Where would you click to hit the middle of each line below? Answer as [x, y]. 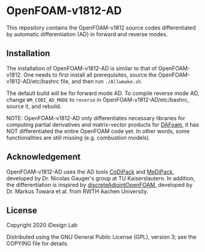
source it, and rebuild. [34, 106]
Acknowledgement [44, 157]
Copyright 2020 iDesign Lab [42, 225]
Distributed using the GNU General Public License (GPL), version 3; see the [102, 237]
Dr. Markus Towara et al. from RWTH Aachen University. [77, 191]
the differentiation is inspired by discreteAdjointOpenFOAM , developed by [99, 185]
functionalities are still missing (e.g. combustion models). [78, 137]
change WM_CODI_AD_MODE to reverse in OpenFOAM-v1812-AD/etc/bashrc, [98, 99]
